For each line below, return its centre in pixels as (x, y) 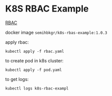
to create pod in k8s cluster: (35, 60)
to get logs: (17, 79)
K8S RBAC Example (47, 9)
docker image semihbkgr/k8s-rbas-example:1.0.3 (56, 32)
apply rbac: (17, 42)
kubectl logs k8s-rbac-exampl (37, 88)
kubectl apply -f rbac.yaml (35, 51)
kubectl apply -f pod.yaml (34, 70)
